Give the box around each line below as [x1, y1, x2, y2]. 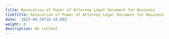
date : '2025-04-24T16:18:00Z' [5, 17, 70, 22]
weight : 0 [5, 21, 26, 27]
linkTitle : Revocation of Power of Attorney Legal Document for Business [5, 12, 165, 17]
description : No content [5, 26, 58, 31]
